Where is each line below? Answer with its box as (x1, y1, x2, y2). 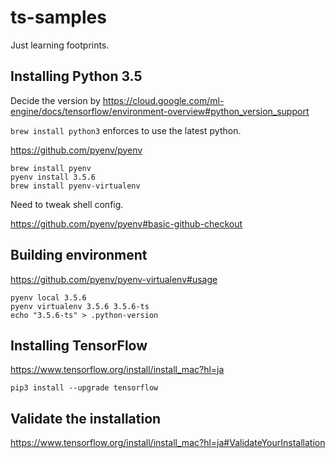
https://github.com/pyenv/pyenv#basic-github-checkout (10, 217, 243, 230)
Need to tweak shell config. (10, 198, 124, 210)
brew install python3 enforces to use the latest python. (10, 124, 242, 136)
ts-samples (10, 6, 107, 29)
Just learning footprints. (10, 39, 110, 51)
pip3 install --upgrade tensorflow (10, 383, 159, 393)
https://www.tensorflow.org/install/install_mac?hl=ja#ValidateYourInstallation (10, 437, 326, 449)
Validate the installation (10, 410, 162, 427)
